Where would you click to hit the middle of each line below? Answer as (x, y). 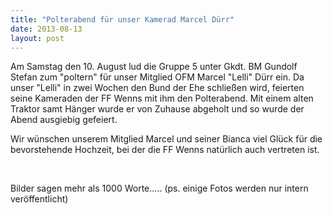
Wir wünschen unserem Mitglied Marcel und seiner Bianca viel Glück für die (166, 139)
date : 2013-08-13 (46, 29)
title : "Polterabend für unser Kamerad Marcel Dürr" (122, 19)
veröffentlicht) (39, 199)
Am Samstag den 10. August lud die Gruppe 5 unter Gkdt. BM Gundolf (154, 67)
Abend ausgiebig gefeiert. (64, 120)
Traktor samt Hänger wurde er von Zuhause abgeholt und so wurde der (157, 109)
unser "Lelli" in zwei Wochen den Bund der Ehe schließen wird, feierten (157, 88)
